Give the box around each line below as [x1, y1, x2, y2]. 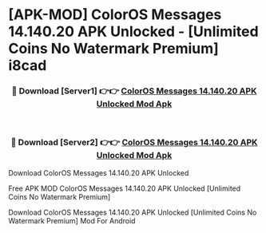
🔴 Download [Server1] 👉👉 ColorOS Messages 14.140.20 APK [11, 85, 257, 97]
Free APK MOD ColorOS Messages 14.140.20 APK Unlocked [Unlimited [8, 184, 241, 193]
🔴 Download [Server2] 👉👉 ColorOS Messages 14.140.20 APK [10, 137, 258, 148]
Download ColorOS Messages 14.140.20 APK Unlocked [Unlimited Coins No [8, 207, 257, 217]
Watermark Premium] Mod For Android [8, 215, 136, 225]
